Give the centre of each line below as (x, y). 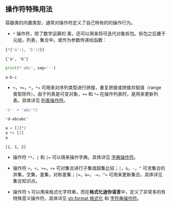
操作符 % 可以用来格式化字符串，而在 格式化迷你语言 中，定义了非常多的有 (89, 192)
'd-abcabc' (17, 119)
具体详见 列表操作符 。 (45, 100)
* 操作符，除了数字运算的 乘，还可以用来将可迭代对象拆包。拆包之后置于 (89, 33)
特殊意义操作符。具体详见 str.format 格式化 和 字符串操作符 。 (77, 198)
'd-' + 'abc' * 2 (22, 110)
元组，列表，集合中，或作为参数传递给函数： (60, 40)
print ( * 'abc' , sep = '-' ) (31, 68)
